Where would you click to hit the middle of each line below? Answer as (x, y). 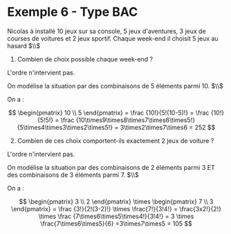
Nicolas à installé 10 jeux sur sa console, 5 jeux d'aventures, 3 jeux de (107, 31)
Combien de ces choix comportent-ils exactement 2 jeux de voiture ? (115, 140)
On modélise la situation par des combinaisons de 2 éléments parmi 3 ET (111, 167)
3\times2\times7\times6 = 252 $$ (168, 127)
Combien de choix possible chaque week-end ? (85, 59)
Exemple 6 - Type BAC (73, 12)
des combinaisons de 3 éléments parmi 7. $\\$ (73, 175)
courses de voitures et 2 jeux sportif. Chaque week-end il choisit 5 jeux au (113, 38)
